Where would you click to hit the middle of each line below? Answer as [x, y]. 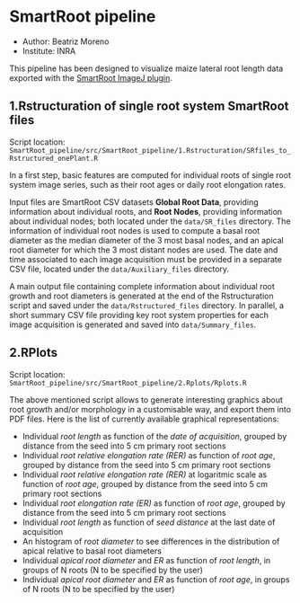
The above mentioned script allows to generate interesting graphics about [146, 399]
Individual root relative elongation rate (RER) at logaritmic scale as [145, 474]
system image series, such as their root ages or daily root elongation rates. [147, 184]
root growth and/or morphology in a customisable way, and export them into [150, 409]
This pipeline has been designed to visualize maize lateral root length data [146, 68]
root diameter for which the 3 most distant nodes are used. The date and [144, 250]
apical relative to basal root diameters [92, 551]
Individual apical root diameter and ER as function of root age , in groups [156, 579]
